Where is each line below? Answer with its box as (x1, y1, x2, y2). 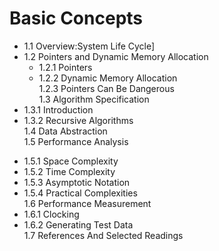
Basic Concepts (9, 7, 144, 30)
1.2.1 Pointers (38, 61, 93, 73)
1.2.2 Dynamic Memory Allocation (38, 72, 178, 84)
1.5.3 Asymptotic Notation (23, 176, 131, 188)
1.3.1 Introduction (23, 103, 94, 116)
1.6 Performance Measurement (23, 197, 152, 209)
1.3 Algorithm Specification (38, 93, 150, 105)
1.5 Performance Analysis (23, 135, 129, 147)
